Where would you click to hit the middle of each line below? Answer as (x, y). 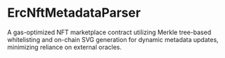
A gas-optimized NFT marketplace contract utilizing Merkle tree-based (109, 32)
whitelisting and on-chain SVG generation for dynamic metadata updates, (113, 39)
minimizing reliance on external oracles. (65, 47)
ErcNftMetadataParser (74, 13)
